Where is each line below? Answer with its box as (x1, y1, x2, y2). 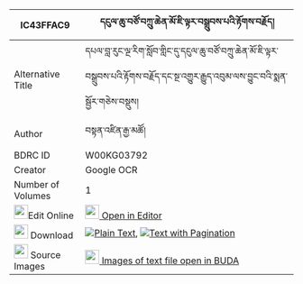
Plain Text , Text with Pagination (94, 226, 236, 239)
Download (30, 229, 74, 242)
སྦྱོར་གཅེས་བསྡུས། (85, 96, 140, 107)
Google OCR (85, 164, 138, 176)
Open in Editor (101, 209, 162, 222)
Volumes (14, 189, 51, 202)
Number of (14, 179, 60, 190)
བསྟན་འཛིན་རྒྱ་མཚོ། (85, 124, 146, 136)
